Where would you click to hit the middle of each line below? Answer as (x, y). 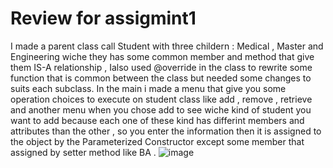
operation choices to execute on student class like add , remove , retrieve (161, 99)
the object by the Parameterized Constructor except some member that (157, 141)
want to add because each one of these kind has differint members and (157, 120)
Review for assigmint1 (103, 18)
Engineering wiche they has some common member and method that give (162, 56)
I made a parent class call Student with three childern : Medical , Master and (167, 46)
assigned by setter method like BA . (83, 152)
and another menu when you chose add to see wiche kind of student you (161, 109)
